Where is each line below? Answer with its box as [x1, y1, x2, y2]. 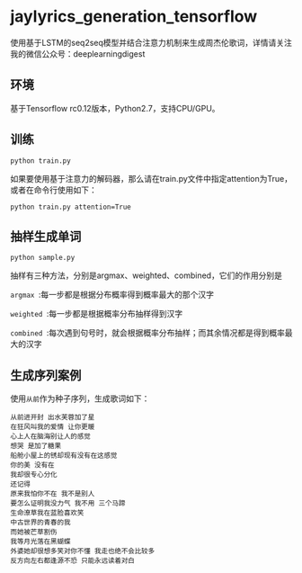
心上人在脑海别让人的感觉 [10, 432, 91, 442]
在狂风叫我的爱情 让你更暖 [10, 423, 95, 432]
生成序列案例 [10, 367, 82, 383]
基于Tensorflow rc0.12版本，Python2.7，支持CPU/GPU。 [10, 103, 220, 113]
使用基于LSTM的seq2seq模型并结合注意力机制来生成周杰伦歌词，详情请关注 [10, 37, 293, 48]
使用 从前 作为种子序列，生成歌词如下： [10, 393, 150, 404]
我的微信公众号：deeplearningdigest [10, 48, 146, 59]
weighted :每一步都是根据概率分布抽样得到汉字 [10, 309, 183, 319]
